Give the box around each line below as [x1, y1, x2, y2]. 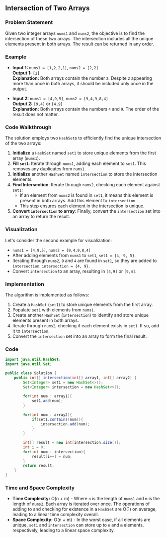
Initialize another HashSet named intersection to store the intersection [12, 171, 158, 177]
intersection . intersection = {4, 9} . [12, 263, 90, 269]
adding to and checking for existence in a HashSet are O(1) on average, [12, 506, 157, 512]
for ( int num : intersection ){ [23, 449, 85, 454]
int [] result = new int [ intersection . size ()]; [23, 440, 121, 445]
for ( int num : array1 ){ [23, 394, 72, 399]
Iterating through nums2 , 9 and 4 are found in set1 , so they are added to [12, 258, 157, 264]
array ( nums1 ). [12, 155, 40, 161]
